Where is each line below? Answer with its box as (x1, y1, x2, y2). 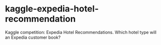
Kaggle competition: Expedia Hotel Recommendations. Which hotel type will (5, 29, 157, 35)
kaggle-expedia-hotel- (5, 3, 99, 14)
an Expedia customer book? (5, 34, 61, 40)
